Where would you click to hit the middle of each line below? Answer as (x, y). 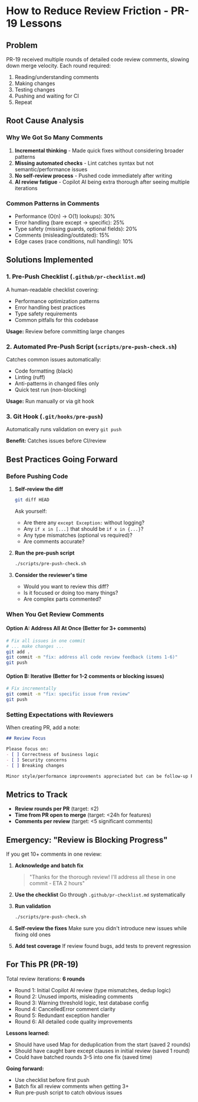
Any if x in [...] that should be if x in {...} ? (83, 529)
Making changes (35, 83)
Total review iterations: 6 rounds (46, 979)
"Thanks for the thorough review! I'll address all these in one (103, 877)
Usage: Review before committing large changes (65, 331)
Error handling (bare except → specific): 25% (70, 222)
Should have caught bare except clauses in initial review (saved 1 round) (102, 1051)
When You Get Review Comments (55, 614)
